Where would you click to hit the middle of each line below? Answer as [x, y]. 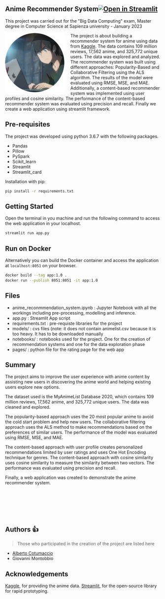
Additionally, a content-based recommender [115, 88]
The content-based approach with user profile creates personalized [74, 447]
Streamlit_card [27, 172]
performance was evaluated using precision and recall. [61, 468]
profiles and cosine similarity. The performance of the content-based [75, 98]
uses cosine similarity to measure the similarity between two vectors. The [80, 463]
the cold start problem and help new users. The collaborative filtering [75, 422]
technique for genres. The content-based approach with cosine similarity [79, 458]
